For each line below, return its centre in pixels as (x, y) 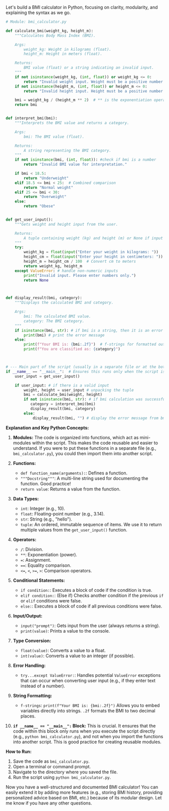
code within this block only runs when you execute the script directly (84, 731)
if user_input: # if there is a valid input (62, 385)
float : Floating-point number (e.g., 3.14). (62, 514)
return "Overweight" (45, 197)
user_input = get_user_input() (47, 376)
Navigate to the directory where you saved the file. (65, 772)
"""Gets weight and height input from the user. (66, 224)
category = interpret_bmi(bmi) (63, 404)
